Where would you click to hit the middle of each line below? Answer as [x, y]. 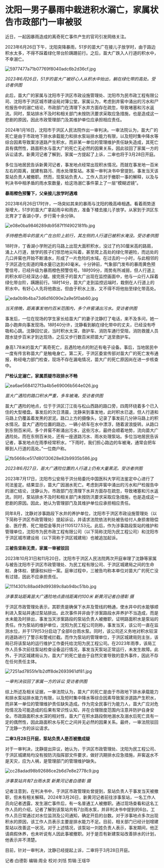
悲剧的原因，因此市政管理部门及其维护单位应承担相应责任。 [65, 119]
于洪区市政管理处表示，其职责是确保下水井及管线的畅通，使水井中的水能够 [80, 607]
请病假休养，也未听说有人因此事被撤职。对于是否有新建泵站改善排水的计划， [82, 833]
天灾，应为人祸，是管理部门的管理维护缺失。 [54, 761]
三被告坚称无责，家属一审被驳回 [37, 548]
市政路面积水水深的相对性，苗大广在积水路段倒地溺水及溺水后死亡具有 [84, 716]
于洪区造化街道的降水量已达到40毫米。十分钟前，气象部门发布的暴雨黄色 [78, 264]
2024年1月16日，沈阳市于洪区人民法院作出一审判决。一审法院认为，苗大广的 [82, 130]
